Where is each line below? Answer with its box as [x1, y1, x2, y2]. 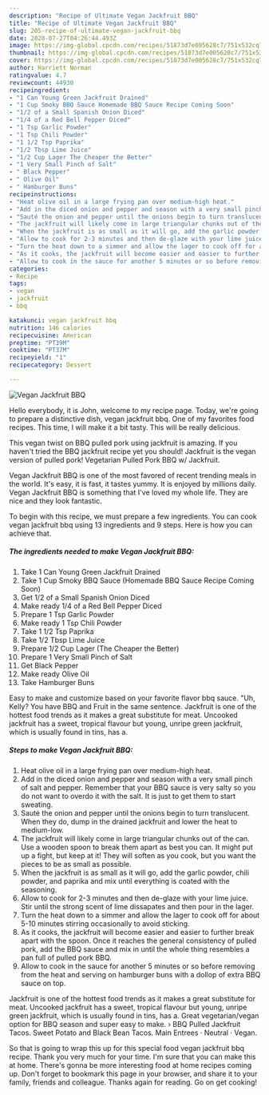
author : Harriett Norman [9, 64, 92, 72]
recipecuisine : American [9, 331, 92, 339]
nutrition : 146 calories [9, 323, 92, 332]
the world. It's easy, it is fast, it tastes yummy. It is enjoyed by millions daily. [9, 479, 257, 488]
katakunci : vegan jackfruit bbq [9, 316, 117, 324]
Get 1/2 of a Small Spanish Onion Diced [20, 592, 150, 602]
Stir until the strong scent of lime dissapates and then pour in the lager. [20, 901, 255, 911]
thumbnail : [9, 49, 45, 57]
